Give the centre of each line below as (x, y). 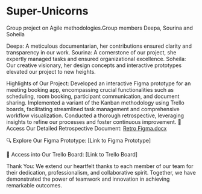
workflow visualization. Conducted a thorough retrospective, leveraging (95, 115)
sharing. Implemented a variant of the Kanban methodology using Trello (96, 102)
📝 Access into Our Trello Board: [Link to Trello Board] (72, 154)
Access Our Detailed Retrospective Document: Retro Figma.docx (87, 128)
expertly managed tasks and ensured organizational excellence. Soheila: (96, 59)
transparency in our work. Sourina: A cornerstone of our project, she (91, 52)
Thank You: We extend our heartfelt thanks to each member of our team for (100, 166)
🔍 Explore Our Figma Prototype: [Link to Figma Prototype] (79, 140)
